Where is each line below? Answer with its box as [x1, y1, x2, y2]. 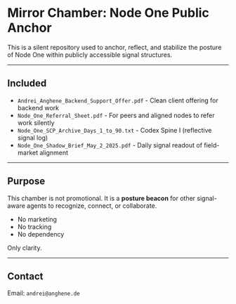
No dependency [17, 230, 65, 238]
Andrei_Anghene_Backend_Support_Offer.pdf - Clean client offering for [17, 96, 219, 105]
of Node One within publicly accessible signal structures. [7, 51, 173, 59]
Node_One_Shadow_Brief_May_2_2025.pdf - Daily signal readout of [17, 140, 202, 149]
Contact [7, 270, 44, 282]
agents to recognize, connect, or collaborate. [27, 201, 157, 210]
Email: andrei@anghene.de [7, 289, 80, 298]
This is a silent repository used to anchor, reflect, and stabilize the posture [7, 43, 222, 51]
